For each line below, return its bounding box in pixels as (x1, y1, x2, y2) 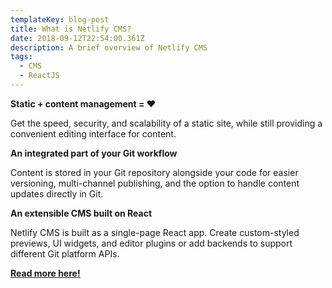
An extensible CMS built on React (10, 207, 153, 219)
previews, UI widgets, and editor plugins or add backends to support (10, 237, 293, 249)
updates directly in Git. (10, 187, 104, 200)
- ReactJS (19, 71, 60, 81)
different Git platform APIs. (10, 247, 120, 260)
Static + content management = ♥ (10, 97, 157, 110)
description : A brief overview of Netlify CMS (10, 42, 208, 53)
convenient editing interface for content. (10, 127, 177, 140)
